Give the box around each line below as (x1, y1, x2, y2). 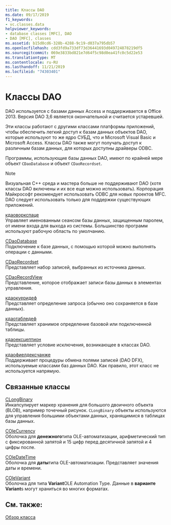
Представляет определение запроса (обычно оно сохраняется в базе (5, 300, 158, 306)
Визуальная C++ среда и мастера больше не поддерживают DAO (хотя (5, 180, 161, 186)
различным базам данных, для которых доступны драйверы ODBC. (5, 145, 153, 151)
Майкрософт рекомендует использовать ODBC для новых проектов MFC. (5, 191, 166, 197)
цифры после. (5, 444, 36, 450)
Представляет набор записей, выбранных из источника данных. (5, 264, 146, 270)
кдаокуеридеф (5, 295, 37, 301)
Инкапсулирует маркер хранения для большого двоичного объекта (5, 401, 154, 408)
